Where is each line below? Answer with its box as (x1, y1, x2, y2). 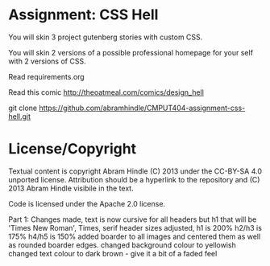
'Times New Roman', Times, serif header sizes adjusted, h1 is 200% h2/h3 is (8, 223, 262, 232)
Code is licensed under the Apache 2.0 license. (8, 198, 166, 208)
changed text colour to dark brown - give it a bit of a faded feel (8, 248, 218, 258)
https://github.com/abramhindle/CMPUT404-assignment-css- (39, 103, 246, 113)
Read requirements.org (8, 72, 85, 81)
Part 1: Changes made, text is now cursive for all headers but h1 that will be (8, 215, 257, 224)
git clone (8, 103, 38, 113)
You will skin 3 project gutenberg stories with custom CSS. (8, 32, 203, 42)
